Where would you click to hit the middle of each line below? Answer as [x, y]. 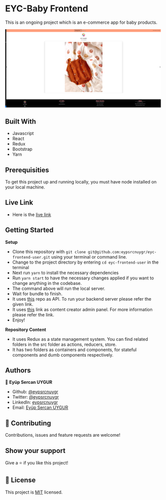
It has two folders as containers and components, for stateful [74, 350]
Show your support [35, 451]
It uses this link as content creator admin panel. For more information [83, 309]
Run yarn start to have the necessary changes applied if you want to [83, 278]
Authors [18, 371]
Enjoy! [19, 320]
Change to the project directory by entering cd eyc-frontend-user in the [85, 262]
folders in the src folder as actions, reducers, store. [64, 344]
